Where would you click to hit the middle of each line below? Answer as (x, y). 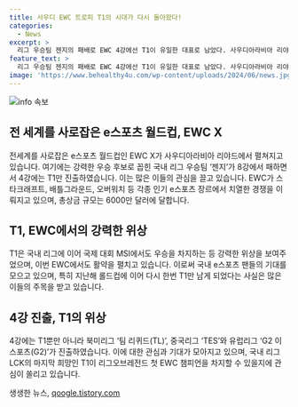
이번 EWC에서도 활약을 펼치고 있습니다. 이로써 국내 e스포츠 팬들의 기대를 (161, 265)
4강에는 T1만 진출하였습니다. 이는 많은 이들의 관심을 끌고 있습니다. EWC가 (146, 178)
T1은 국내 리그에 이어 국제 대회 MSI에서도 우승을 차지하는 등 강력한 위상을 (136, 253)
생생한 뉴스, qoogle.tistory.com (65, 393)
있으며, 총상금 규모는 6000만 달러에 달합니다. (111, 200)
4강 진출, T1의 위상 (58, 318)
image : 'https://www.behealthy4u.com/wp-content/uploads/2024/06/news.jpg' (152, 76)
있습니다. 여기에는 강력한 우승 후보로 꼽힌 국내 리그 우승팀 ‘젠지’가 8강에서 (137, 166)
